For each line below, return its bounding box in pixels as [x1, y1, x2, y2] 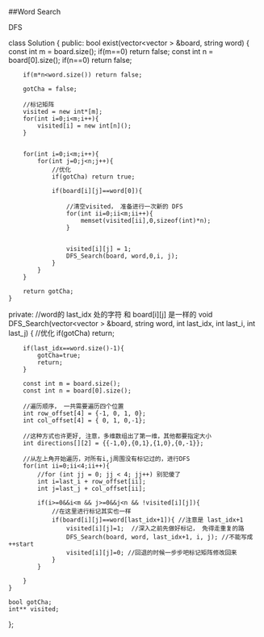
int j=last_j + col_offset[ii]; [37, 484, 147, 492]
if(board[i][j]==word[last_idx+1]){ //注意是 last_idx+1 [51, 516, 244, 524]
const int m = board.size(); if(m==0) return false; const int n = [8, 47, 214, 56]
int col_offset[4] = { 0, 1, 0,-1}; [23, 417, 147, 425]
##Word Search [8, 7, 61, 16]
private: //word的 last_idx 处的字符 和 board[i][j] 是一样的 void [8, 310, 213, 319]
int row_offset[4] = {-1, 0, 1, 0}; [23, 409, 147, 417]
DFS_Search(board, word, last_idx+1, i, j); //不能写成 [65, 533, 254, 541]
